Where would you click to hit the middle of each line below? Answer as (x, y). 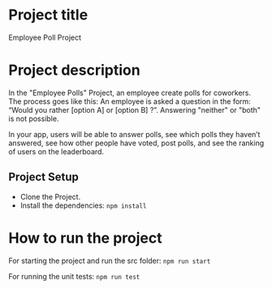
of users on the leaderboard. (56, 151)
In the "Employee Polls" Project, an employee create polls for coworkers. (130, 93)
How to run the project (85, 238)
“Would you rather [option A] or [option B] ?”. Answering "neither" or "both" (135, 110)
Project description (74, 70)
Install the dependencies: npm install (83, 205)
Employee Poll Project (45, 37)
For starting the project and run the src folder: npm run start (110, 261)
